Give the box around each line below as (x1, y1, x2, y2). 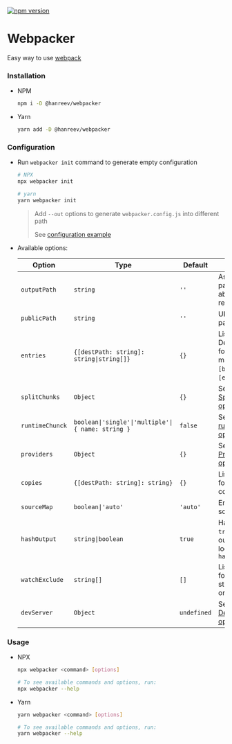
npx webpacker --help (17, 685, 79, 692)
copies (20, 479, 43, 486)
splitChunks (20, 393, 60, 401)
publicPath (20, 314, 57, 322)
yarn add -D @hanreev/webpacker (17, 126, 110, 133)
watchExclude (20, 576, 64, 583)
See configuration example (34, 230, 112, 238)
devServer (20, 608, 53, 617)
